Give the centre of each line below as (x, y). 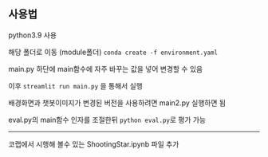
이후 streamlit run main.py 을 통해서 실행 (76, 85)
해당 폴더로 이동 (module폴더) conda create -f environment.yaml (113, 52)
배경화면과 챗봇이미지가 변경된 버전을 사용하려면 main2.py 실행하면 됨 (117, 103)
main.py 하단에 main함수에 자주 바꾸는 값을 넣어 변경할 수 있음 (106, 69)
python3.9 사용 (33, 35)
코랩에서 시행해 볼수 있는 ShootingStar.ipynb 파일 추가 (94, 144)
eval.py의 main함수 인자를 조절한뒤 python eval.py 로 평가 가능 (107, 120)
